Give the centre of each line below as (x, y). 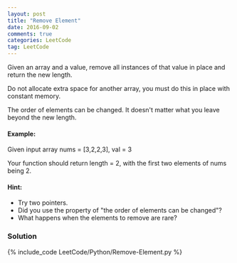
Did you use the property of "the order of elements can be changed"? (120, 210)
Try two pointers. (43, 203)
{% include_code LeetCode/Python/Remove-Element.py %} (95, 252)
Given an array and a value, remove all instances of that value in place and (116, 67)
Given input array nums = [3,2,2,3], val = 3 (70, 149)
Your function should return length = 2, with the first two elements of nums (117, 163)
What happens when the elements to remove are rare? (98, 218)
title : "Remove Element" (44, 21)
